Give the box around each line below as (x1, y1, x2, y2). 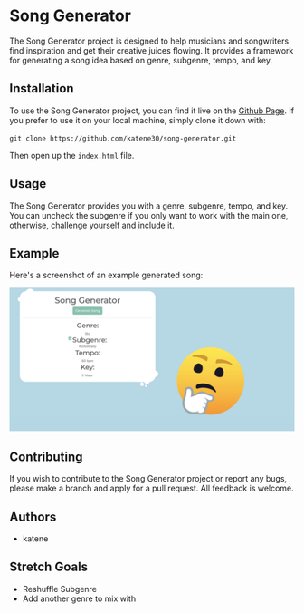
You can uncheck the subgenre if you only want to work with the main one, (9, 209, 289, 220)
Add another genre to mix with (22, 593, 137, 604)
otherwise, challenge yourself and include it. (9, 219, 175, 230)
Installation (9, 81, 74, 96)
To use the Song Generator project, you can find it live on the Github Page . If (9, 105, 295, 116)
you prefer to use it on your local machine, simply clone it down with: (9, 114, 267, 125)
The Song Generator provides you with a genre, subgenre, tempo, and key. (9, 200, 289, 211)
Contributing (9, 449, 83, 464)
